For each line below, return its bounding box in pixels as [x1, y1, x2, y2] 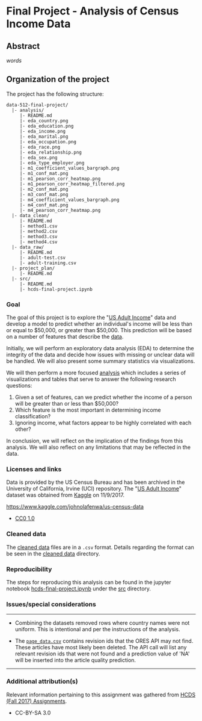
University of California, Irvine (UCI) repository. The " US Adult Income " [6, 485, 182, 492]
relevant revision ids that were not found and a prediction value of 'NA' [14, 650, 190, 657]
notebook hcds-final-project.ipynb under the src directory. [6, 585, 151, 592]
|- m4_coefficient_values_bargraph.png [19, 197, 120, 203]
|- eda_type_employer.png [19, 159, 85, 166]
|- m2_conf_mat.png [19, 186, 69, 192]
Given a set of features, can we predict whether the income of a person [14, 394, 192, 401]
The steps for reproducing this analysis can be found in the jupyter [6, 579, 171, 586]
